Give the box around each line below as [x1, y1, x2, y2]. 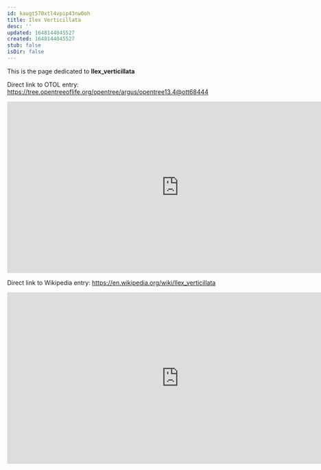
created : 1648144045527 [7, 36, 75, 43]
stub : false [7, 42, 41, 49]
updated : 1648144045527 [7, 29, 75, 36]
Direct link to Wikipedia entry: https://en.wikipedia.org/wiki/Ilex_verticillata [7, 279, 216, 287]
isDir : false [7, 49, 45, 56]
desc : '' [7, 23, 32, 30]
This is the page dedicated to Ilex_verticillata [7, 67, 135, 75]
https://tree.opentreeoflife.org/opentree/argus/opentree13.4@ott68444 [7, 87, 209, 96]
